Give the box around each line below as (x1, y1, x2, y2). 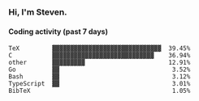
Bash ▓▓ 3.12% (8, 73, 191, 81)
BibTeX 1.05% (8, 87, 191, 95)
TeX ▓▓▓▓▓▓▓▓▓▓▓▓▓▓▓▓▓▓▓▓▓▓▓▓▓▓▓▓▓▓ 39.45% (8, 44, 191, 53)
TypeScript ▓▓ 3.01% (8, 80, 191, 88)
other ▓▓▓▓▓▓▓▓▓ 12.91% (8, 59, 191, 67)
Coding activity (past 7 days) (8, 27, 108, 36)
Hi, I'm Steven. (8, 6, 67, 18)
